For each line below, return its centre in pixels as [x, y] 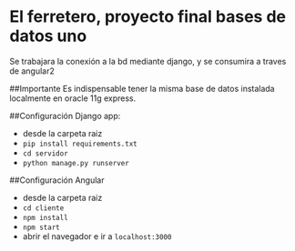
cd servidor [45, 153]
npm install [45, 217]
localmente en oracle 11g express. [73, 98]
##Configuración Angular [57, 180]
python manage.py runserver [76, 163]
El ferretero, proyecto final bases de [148, 17]
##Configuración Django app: [65, 115]
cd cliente [43, 208]
